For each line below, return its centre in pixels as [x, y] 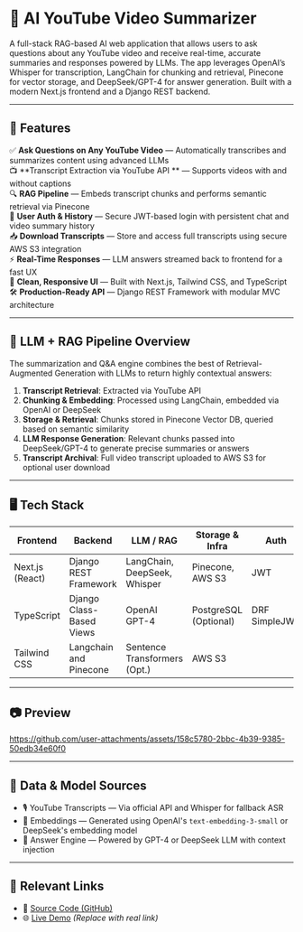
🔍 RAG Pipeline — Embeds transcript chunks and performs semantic [138, 193]
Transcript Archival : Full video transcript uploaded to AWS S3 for [144, 457]
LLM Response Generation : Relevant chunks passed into [129, 438]
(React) [30, 579]
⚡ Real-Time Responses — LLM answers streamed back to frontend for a [146, 259]
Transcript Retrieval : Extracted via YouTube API [111, 390]
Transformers [154, 658]
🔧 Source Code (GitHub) [67, 908]
